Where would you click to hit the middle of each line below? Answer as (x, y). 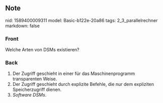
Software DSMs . (29, 95)
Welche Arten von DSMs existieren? (42, 50)
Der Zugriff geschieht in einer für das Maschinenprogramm (73, 74)
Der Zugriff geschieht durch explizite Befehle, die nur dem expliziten (83, 84)
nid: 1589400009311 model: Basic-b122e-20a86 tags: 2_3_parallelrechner (81, 20)
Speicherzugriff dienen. (37, 89)
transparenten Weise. (35, 79)
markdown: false (23, 26)
